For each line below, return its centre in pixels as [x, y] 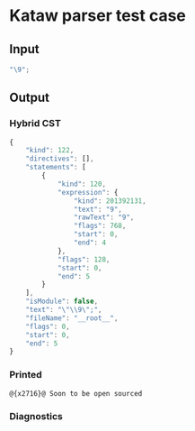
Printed [26, 375]
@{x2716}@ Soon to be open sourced [76, 393]
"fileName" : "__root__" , [72, 318]
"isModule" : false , [62, 302]
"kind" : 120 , [81, 184]
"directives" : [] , [60, 159]
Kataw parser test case [98, 16]
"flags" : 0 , [48, 326]
